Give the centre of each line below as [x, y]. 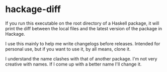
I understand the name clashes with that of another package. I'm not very [81, 58]
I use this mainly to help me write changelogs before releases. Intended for [83, 43]
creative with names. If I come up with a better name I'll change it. [73, 64]
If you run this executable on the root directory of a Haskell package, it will [82, 23]
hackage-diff [33, 9]
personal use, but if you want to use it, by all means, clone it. [68, 49]
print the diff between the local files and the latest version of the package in [84, 28]
